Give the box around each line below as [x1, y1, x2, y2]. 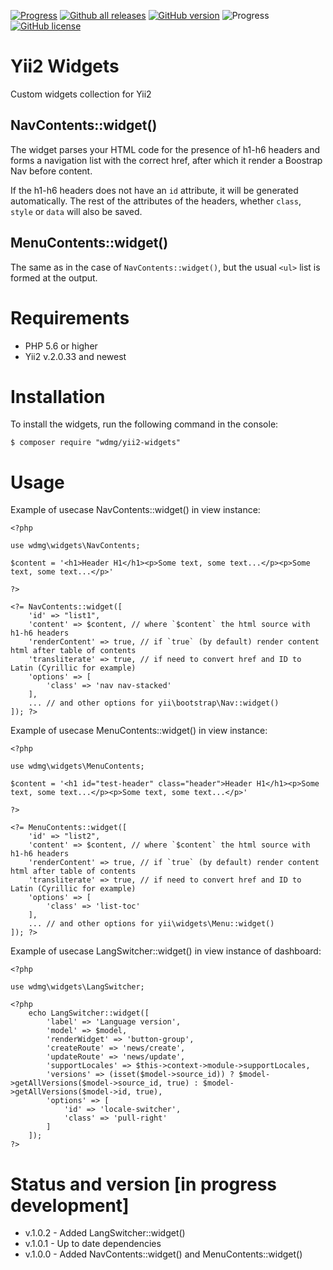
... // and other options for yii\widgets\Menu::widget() [28, 919, 275, 929]
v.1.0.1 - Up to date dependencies [24, 1238, 162, 1250]
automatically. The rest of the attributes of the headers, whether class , [10, 195, 302, 207]
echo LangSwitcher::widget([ [28, 1008, 150, 1019]
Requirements [10, 306, 130, 329]
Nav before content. [10, 165, 93, 177]
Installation [10, 385, 106, 408]
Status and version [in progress [10, 1173, 278, 1195]
